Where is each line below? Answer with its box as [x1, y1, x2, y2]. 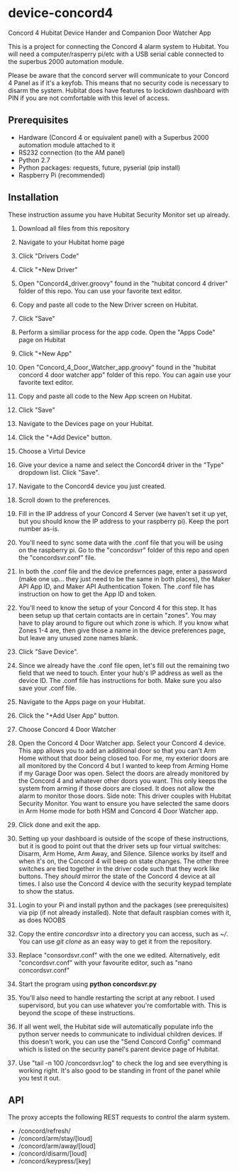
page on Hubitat [18, 335, 66, 344]
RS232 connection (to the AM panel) [18, 148, 126, 157]
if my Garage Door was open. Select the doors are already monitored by [18, 769, 229, 777]
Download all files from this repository [18, 224, 130, 232]
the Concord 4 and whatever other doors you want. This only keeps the [18, 776, 228, 785]
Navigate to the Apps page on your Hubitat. [18, 697, 146, 706]
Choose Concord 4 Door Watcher [18, 725, 116, 733]
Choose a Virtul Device [18, 447, 86, 455]
